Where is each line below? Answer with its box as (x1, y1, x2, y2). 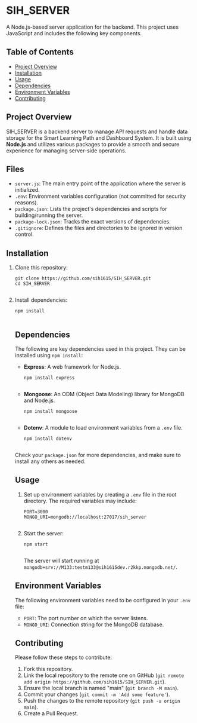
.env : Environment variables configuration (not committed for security (14, 192, 186, 200)
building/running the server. (14, 212, 83, 219)
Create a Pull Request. (23, 710, 79, 717)
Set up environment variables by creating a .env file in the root (23, 491, 177, 498)
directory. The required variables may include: (23, 497, 137, 504)
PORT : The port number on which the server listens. (23, 614, 148, 621)
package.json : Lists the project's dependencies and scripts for (14, 206, 167, 213)
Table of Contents (6, 47, 74, 57)
